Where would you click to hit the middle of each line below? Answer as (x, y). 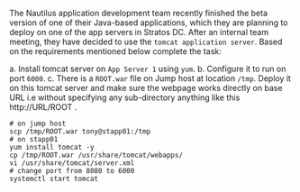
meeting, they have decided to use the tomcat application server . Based (146, 41)
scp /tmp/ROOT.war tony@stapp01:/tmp (80, 132)
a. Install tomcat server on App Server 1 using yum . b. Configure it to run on (148, 69)
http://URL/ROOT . (43, 107)
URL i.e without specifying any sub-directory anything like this (125, 97)
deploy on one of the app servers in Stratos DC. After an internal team (139, 32)
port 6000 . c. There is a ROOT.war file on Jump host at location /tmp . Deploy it (150, 78)
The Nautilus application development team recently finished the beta (139, 13)
